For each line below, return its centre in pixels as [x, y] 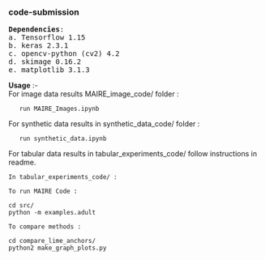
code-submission [44, 12]
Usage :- [23, 85]
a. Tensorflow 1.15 [47, 38]
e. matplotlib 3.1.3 [49, 70]
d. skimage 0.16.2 [45, 62]
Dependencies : [36, 30]
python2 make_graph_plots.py [58, 248]
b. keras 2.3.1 [38, 46]
